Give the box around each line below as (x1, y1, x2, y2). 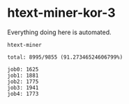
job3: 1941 (7, 84, 39, 91)
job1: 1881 (7, 72, 39, 79)
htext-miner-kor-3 (7, 5, 116, 21)
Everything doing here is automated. (7, 28, 112, 36)
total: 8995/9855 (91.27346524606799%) (7, 54, 123, 61)
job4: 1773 (7, 90, 39, 97)
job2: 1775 (7, 78, 39, 85)
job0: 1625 (7, 66, 39, 73)
